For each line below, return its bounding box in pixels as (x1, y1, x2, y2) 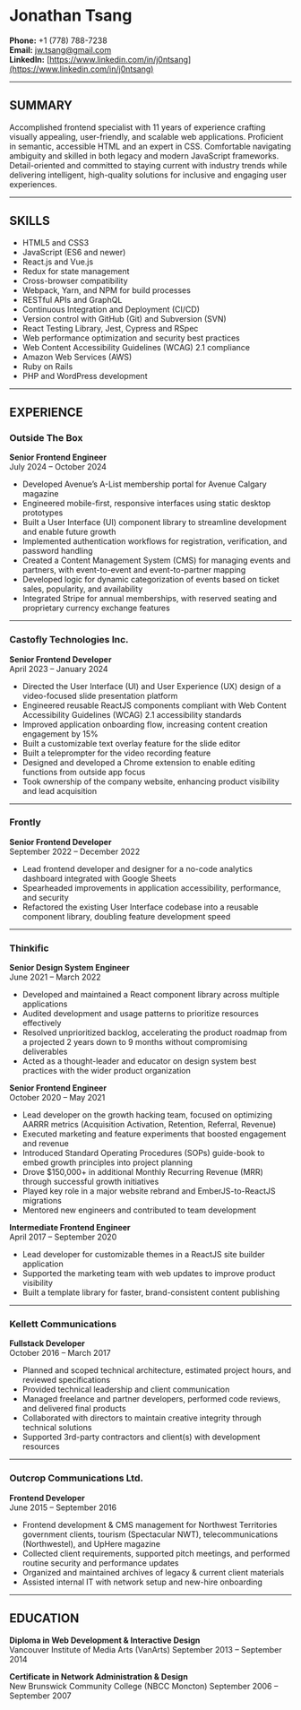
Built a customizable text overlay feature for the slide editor (21, 738, 241, 748)
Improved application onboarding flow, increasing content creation (21, 719, 269, 730)
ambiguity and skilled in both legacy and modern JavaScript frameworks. (9, 150, 279, 161)
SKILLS (9, 213, 51, 229)
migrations (21, 1196, 63, 1206)
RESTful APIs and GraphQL (21, 294, 123, 305)
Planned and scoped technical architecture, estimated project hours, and (21, 1365, 292, 1376)
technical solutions (21, 1422, 92, 1433)
